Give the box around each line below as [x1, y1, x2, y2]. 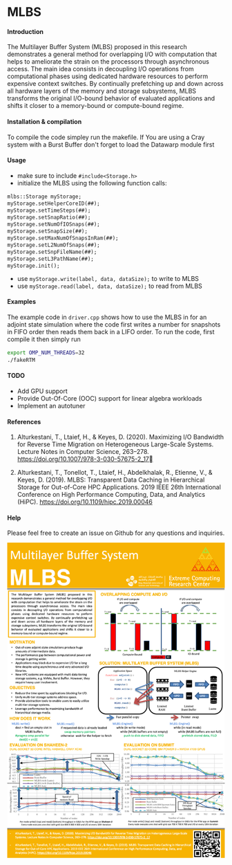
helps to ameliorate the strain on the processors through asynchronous [7, 57, 209, 66]
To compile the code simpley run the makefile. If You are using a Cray [7, 133, 205, 141]
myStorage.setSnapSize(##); [7, 228, 88, 235]
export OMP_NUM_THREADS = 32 [7, 349, 85, 356]
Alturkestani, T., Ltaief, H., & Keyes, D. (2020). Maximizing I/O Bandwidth [17, 433, 224, 441]
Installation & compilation [7, 117, 82, 125]
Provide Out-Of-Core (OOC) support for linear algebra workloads [17, 394, 202, 402]
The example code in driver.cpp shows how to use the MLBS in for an [7, 313, 207, 321]
